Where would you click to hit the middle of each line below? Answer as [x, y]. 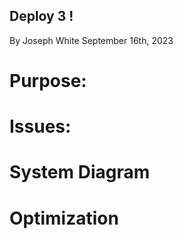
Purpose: [48, 81]
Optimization [64, 218]
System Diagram [80, 172]
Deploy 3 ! [41, 16]
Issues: [40, 126]
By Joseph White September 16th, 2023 [91, 40]
